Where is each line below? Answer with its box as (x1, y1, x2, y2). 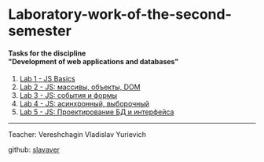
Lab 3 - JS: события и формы (19, 91, 118, 100)
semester (8, 22, 72, 40)
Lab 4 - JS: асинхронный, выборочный (19, 99, 150, 109)
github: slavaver (8, 145, 60, 154)
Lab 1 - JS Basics (19, 74, 76, 84)
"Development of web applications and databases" (8, 56, 179, 66)
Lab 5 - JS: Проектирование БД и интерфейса (19, 107, 174, 117)
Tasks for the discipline (8, 49, 86, 58)
